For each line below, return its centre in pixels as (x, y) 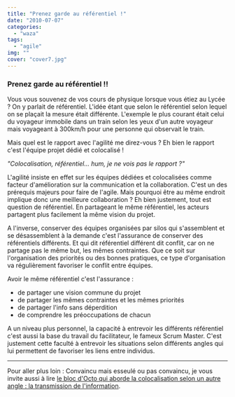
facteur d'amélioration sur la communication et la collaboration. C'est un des (117, 185)
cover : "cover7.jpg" (37, 60)
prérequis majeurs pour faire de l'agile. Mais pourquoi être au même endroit (116, 192)
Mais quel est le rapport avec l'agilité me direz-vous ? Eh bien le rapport (111, 143)
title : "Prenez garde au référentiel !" (67, 14)
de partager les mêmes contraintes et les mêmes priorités (101, 300)
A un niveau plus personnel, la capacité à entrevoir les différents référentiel (115, 329)
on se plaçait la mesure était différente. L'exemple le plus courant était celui (116, 114)
